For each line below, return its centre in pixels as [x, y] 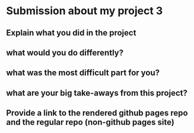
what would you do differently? [65, 52]
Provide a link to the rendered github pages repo [97, 113]
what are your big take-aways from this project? [97, 93]
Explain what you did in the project [71, 33]
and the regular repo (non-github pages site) [90, 122]
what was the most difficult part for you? [83, 73]
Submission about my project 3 [85, 11]
